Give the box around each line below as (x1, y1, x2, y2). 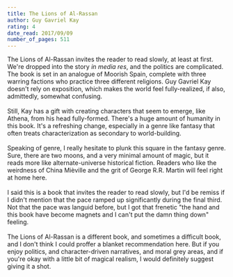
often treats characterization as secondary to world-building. (7, 129, 182, 138)
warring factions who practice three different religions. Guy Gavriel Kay (7, 77, 211, 86)
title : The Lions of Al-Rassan (7, 10, 98, 17)
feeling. (7, 218, 29, 226)
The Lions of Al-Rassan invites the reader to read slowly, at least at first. (7, 55, 214, 63)
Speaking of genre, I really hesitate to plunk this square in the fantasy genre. (7, 144, 226, 152)
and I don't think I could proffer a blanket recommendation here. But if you (7, 240, 220, 248)
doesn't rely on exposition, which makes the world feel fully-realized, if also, (7, 85, 225, 93)
